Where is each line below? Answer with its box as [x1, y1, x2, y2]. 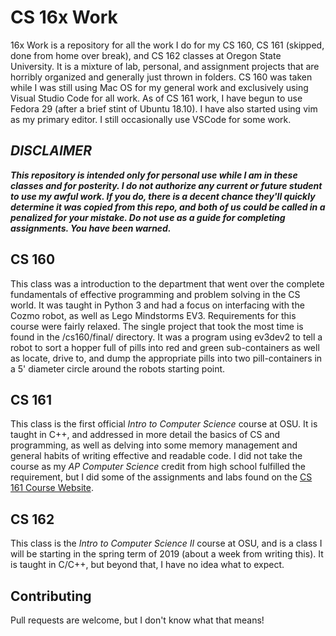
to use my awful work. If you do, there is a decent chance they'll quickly [10, 190, 316, 202]
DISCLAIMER [10, 142, 92, 160]
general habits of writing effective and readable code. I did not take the [10, 450, 303, 462]
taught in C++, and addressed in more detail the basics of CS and [10, 429, 281, 441]
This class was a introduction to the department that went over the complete [10, 277, 325, 290]
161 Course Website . [10, 482, 94, 494]
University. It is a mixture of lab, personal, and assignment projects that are [10, 60, 320, 72]
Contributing [10, 587, 92, 605]
